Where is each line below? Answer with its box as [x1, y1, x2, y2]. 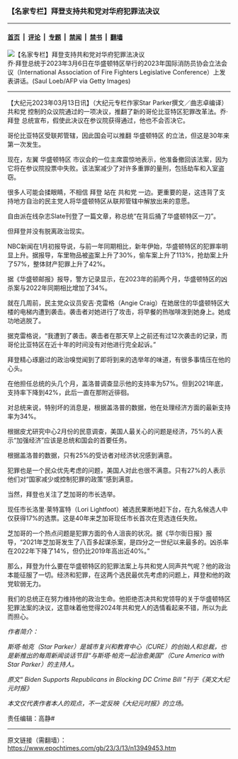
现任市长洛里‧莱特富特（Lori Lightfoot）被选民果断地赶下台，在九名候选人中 [7, 505, 228, 513]
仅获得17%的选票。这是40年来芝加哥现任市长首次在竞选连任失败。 [7, 514, 202, 522]
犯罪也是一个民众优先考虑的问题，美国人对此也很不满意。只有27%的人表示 [7, 466, 226, 474]
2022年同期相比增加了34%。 [25, 283, 111, 292]
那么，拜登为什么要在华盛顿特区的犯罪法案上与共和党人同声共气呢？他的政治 [7, 561, 231, 570]
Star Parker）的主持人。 [7, 660, 78, 668]
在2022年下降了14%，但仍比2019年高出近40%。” [7, 546, 150, 555]
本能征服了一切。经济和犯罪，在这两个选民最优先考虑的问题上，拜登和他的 [7, 570, 225, 579]
